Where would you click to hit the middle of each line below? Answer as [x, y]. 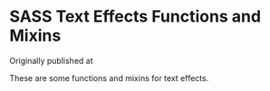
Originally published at [51, 60]
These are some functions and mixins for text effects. [109, 77]
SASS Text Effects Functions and [135, 17]
